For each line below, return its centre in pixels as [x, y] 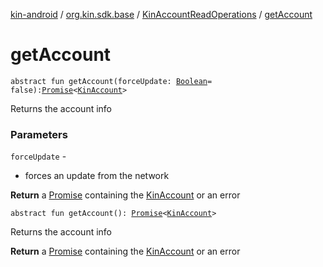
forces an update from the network [97, 176]
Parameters [39, 134]
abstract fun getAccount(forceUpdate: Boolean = [111, 81]
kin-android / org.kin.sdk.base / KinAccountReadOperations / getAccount [161, 14]
